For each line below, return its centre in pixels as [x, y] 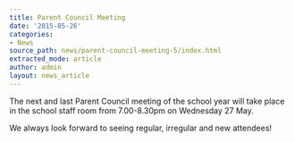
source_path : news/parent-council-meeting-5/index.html [115, 51]
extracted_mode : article [55, 59]
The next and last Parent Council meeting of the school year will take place [147, 101]
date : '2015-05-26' [46, 26]
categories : [31, 34]
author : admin [36, 68]
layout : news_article [50, 76]
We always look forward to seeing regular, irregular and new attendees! [141, 128]
